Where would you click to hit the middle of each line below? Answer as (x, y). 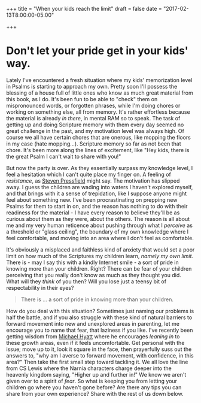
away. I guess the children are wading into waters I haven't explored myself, (100, 187)
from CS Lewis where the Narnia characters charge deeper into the (89, 368)
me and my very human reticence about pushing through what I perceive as (100, 225)
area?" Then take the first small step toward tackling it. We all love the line (97, 362)
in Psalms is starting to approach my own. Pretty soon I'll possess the (92, 86)
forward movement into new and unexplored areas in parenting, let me (93, 323)
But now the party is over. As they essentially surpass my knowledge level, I (100, 168)
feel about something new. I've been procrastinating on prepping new (92, 199)
